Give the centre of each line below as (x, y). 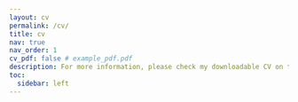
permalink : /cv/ (39, 26)
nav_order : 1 (33, 51)
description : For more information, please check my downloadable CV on (146, 67)
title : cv (27, 34)
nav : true (27, 42)
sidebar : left (43, 83)
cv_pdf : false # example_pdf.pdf (71, 59)
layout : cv (29, 17)
